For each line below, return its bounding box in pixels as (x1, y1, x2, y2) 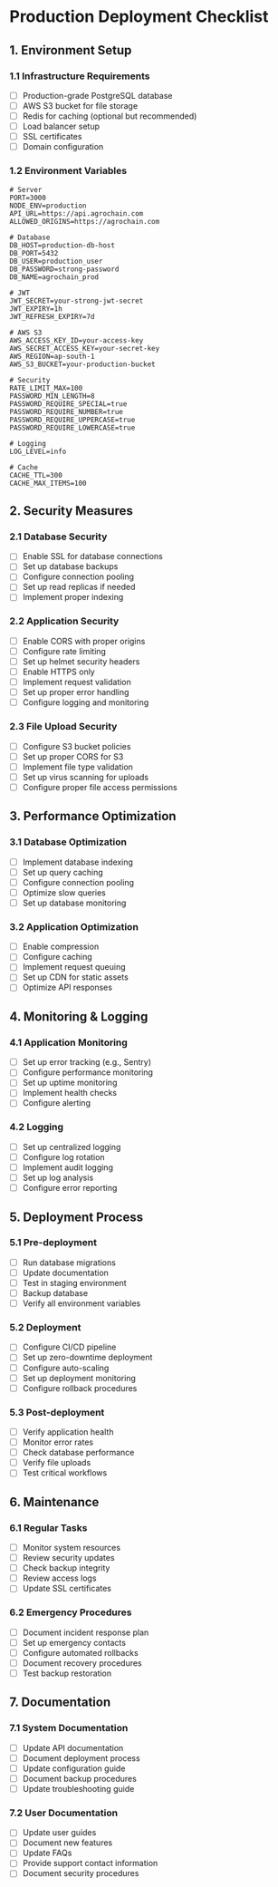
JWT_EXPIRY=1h (9, 304, 63, 314)
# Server (9, 185, 43, 194)
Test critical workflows (22, 1467, 108, 1478)
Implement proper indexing (22, 592, 124, 603)
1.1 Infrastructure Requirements (9, 70, 150, 82)
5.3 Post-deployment (9, 1406, 105, 1418)
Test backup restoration (22, 1668, 112, 1679)
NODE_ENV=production (9, 201, 88, 210)
